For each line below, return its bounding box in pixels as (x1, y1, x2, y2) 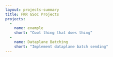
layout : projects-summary (5, 7, 59, 12)
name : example (14, 26, 43, 31)
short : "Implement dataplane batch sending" (14, 44, 108, 49)
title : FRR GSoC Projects (5, 12, 59, 17)
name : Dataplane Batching (14, 40, 68, 45)
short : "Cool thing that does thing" (14, 30, 93, 35)
